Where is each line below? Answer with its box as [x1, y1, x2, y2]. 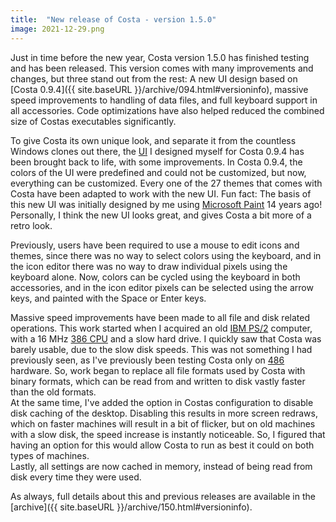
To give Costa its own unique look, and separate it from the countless [10, 134, 297, 146]
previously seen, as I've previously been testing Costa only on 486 [10, 354, 285, 366]
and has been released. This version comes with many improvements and [10, 62, 314, 74]
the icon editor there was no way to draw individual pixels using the [10, 260, 288, 272]
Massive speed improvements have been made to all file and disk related [10, 311, 310, 323]
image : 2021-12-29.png [10, 24, 105, 34]
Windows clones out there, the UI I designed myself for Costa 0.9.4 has [10, 145, 305, 157]
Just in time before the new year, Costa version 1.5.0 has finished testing [10, 51, 310, 63]
